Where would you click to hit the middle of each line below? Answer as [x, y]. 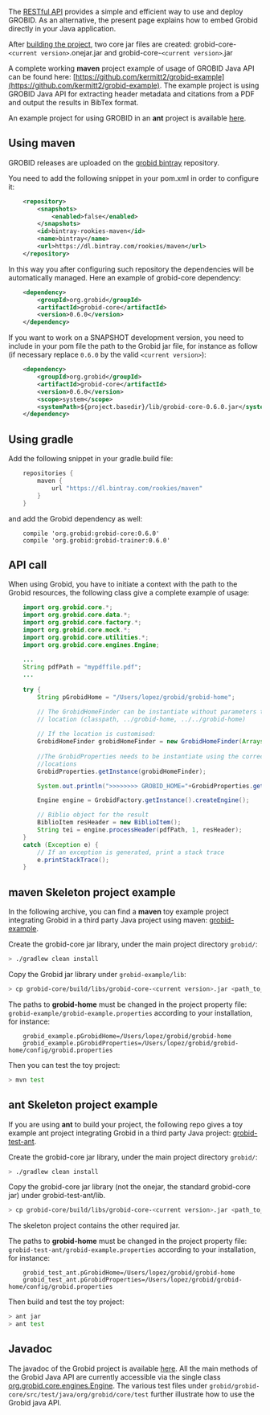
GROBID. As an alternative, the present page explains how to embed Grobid [133, 20]
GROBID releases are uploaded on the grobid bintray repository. [114, 162]
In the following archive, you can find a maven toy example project [119, 912]
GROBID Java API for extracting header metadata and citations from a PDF [131, 94]
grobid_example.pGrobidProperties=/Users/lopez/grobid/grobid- [131, 1043]
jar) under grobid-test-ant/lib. [57, 1196]
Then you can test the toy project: [64, 1065]
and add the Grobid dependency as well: [76, 518]
